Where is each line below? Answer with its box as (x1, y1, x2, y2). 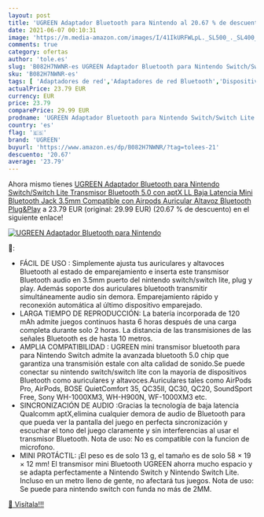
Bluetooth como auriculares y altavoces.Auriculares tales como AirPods (19, 375, 251, 386)
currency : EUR (8, 92, 55, 100)
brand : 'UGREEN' (8, 135, 61, 144)
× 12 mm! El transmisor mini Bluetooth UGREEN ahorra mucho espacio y (19, 460, 253, 469)
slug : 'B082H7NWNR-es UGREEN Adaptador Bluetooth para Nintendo (8, 63, 223, 71)
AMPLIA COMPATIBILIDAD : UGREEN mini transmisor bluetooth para (19, 342, 240, 352)
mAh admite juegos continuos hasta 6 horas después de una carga (19, 317, 237, 327)
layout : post (8, 11, 51, 20)
